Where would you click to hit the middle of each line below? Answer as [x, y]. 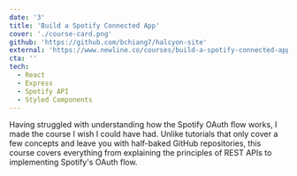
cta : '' [23, 58]
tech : [19, 67]
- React [31, 75]
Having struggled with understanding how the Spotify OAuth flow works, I [143, 125]
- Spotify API [43, 91]
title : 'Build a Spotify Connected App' [85, 26]
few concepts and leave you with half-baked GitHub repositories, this [135, 143]
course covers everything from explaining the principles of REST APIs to [141, 153]
